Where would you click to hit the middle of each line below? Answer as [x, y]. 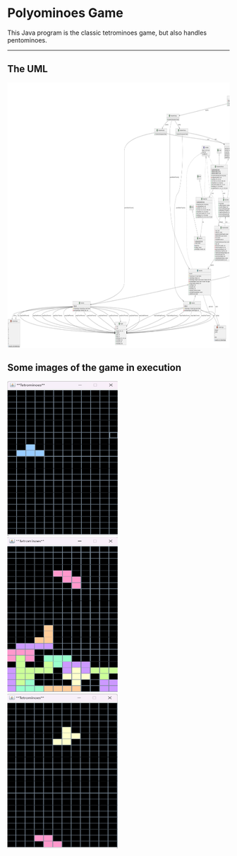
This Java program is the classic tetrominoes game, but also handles [107, 33]
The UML [28, 69]
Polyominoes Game [65, 13]
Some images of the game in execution [95, 368]
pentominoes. [27, 40]
